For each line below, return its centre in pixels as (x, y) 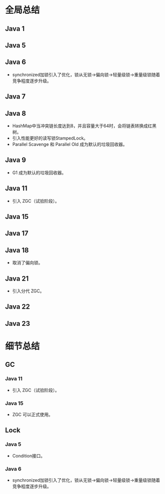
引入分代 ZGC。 (28, 291)
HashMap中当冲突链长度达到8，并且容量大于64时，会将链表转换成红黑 (84, 126)
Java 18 (17, 250)
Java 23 (18, 323)
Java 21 (17, 278)
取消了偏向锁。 (27, 263)
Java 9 (16, 160)
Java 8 (16, 113)
